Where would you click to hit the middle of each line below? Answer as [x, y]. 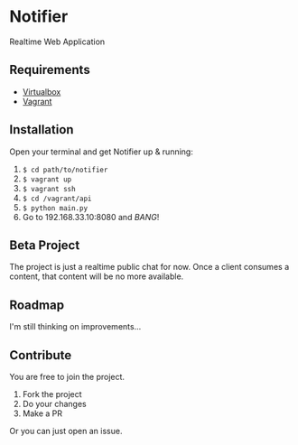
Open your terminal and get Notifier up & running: [102, 152]
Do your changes [55, 404]
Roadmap [37, 305]
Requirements [50, 70]
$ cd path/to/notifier [65, 170]
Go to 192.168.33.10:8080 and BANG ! [91, 217]
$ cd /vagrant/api [57, 199]
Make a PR [42, 413]
